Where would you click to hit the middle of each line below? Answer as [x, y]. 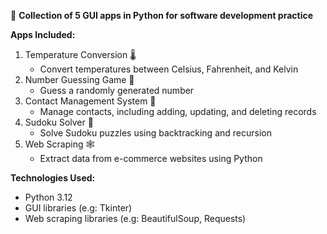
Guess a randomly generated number [117, 90]
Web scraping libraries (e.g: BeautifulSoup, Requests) [135, 218]
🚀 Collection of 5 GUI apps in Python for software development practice [162, 15]
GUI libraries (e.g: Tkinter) [78, 208]
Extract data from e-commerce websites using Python [151, 158]
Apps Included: [43, 34]
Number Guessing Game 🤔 [79, 79]
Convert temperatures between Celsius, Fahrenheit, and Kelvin [169, 69]
